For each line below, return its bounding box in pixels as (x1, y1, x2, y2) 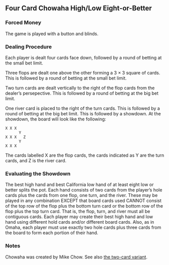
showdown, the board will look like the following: (5, 116, 106, 122)
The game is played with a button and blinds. (5, 30, 99, 37)
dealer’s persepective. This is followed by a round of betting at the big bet (5, 90, 159, 96)
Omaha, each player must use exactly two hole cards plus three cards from (5, 224, 161, 231)
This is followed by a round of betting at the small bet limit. (5, 75, 127, 81)
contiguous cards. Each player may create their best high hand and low (5, 214, 153, 220)
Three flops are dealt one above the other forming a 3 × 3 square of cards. (5, 70, 160, 76)
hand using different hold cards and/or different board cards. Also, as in (5, 219, 154, 225)
